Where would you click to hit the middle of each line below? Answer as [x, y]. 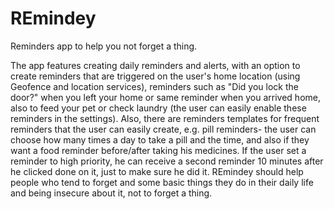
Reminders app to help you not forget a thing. [104, 46]
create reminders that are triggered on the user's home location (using [155, 76]
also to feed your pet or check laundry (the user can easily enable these [158, 108]
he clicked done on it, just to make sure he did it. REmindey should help [157, 171]
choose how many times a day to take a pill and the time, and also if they [160, 139]
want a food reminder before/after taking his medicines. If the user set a [158, 150]
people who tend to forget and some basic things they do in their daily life [162, 182]
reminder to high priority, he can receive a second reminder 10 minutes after [167, 161]
